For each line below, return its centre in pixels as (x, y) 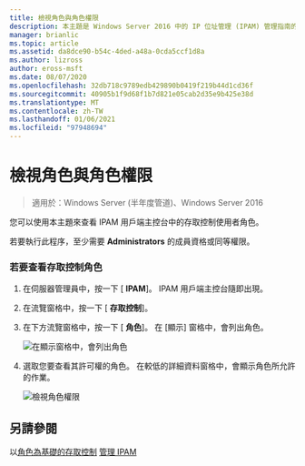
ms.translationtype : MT (54, 102)
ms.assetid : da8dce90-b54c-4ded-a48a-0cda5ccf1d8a (107, 52)
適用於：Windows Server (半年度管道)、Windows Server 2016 (147, 202)
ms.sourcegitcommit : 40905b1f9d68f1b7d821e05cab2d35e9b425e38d (132, 94)
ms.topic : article (44, 43)
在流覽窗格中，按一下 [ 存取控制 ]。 (87, 308)
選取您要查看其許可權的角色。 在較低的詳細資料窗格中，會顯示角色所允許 (159, 366)
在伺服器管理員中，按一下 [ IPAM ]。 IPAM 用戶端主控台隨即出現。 (145, 289)
